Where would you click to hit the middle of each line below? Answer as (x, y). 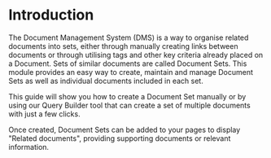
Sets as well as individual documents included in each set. (106, 81)
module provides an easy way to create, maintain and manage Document (131, 72)
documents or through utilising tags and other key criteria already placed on (136, 55)
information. (29, 147)
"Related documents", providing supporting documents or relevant (120, 138)
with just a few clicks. (44, 114)
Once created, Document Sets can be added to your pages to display (125, 129)
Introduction (51, 15)
